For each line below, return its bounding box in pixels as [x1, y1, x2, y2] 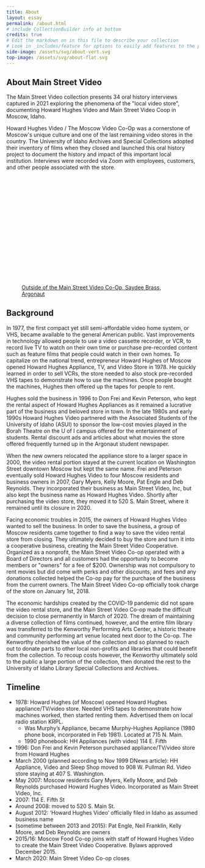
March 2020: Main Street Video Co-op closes [15, 855, 130, 862]
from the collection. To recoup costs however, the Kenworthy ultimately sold [6, 651, 198, 659]
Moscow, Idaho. [6, 113, 46, 120]
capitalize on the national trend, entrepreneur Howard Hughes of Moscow [6, 356, 192, 364]
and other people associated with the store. [6, 163, 116, 171]
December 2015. [15, 848, 57, 855]
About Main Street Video [6, 77, 103, 88]
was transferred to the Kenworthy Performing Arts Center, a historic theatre [6, 625, 196, 632]
